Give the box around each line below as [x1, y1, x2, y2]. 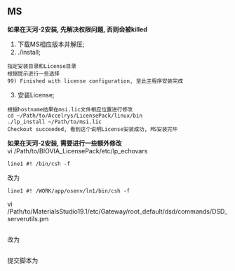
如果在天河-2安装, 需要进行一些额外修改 [7, 139, 122, 147]
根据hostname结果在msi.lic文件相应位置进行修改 [7, 106, 133, 113]
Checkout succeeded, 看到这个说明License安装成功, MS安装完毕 [7, 125, 178, 132]
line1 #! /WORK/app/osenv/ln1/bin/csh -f [7, 187, 130, 195]
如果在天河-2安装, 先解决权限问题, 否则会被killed [7, 25, 147, 34]
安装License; [17, 90, 55, 99]
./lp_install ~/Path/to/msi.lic [7, 118, 102, 125]
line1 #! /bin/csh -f [7, 160, 71, 167]
